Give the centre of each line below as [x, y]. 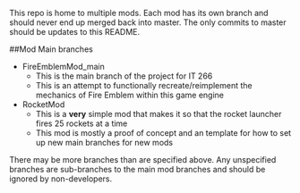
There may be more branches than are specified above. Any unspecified [143, 159]
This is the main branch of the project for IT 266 [124, 76]
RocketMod [43, 105]
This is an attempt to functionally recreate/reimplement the [144, 85]
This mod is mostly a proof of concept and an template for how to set [163, 133]
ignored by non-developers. [61, 179]
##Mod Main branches [51, 49]
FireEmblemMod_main [63, 67]
